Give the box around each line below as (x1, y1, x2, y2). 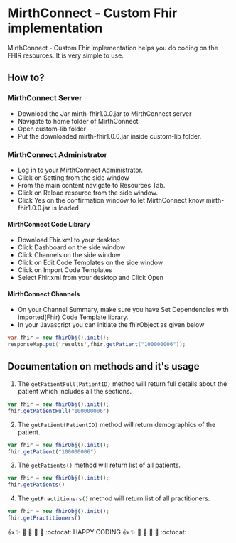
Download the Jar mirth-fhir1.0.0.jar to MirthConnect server (17, 109, 192, 118)
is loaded (52, 203, 80, 212)
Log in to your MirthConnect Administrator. (17, 166, 144, 174)
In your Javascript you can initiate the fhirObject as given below (17, 321, 205, 329)
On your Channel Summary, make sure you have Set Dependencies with (17, 306, 229, 314)
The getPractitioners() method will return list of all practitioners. (17, 494, 210, 502)
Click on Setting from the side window (17, 173, 130, 182)
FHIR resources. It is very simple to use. (7, 51, 124, 60)
